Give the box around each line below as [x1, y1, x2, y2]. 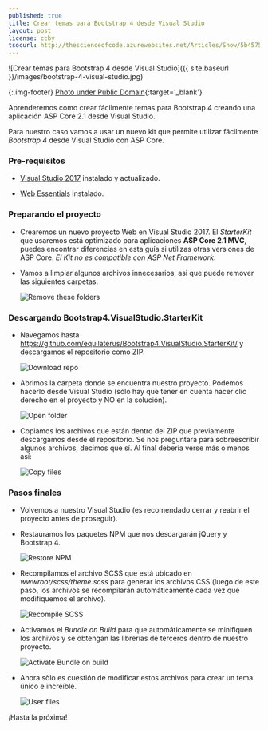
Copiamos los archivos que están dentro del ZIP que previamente [19, 426, 235, 436]
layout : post [8, 26, 52, 34]
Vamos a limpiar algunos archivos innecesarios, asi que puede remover [19, 268, 254, 277]
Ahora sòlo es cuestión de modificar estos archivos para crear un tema [19, 673, 254, 683]
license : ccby [8, 34, 56, 42]
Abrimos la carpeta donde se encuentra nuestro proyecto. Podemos [19, 378, 244, 388]
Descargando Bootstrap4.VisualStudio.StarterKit [8, 312, 203, 323]
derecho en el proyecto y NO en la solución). [19, 395, 167, 405]
